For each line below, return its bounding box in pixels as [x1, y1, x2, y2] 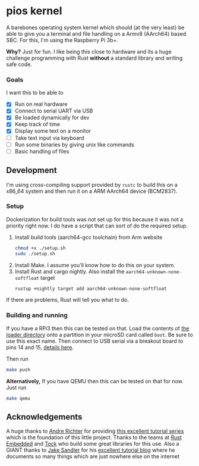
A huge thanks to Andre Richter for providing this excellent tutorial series [6, 427, 184, 435]
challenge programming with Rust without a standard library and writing [6, 54, 183, 61]
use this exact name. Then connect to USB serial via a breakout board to [6, 337, 184, 345]
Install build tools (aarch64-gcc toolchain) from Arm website [14, 233, 163, 240]
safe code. [6, 61, 33, 68]
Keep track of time [14, 121, 61, 128]
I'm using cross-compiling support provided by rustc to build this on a [6, 181, 178, 188]
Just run [6, 384, 27, 391]
